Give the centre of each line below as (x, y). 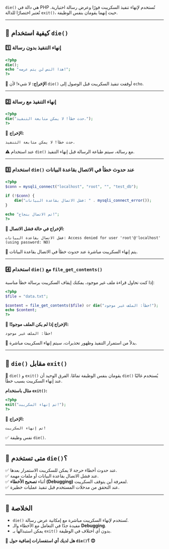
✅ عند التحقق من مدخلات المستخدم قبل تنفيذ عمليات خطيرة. (62, 487)
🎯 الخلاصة (19, 508)
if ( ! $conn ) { (20, 196)
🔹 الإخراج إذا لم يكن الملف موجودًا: (37, 325)
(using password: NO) (28, 242)
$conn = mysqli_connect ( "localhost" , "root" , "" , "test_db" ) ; (72, 187)
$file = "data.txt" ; (27, 296)
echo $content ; (21, 310)
